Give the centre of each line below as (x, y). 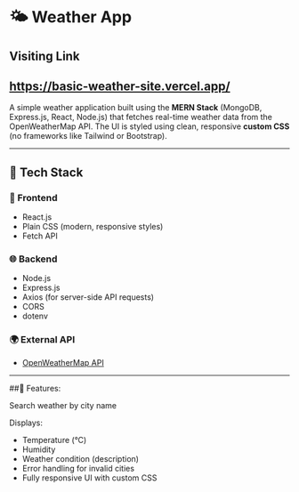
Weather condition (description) (81, 458)
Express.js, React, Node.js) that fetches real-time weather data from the (141, 117)
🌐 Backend (33, 259)
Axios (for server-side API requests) (88, 297)
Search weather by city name (63, 405)
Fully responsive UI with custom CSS (89, 478)
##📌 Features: (35, 388)
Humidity (39, 449)
